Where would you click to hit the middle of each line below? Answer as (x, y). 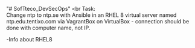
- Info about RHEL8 (29, 39)
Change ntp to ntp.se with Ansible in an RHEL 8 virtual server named (91, 15)
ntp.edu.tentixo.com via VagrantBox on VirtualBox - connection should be (98, 21)
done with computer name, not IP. (48, 28)
